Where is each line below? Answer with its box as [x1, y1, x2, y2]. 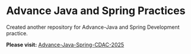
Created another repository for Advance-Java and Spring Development [6, 23, 180, 31]
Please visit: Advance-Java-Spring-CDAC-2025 [6, 41, 125, 48]
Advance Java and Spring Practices [6, 4, 186, 18]
